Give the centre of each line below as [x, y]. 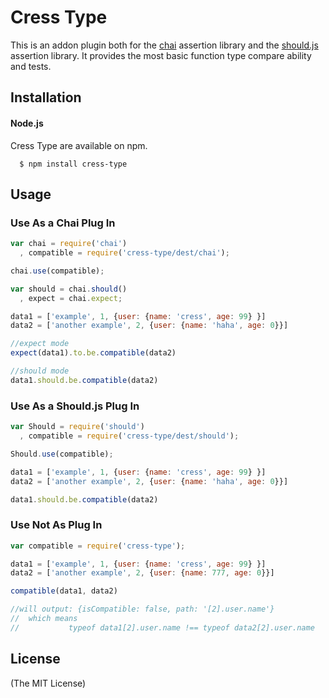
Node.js [27, 123]
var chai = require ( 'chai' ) [69, 244]
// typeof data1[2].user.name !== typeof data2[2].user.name [162, 627]
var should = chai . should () [69, 289]
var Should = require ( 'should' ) [77, 427]
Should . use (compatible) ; [62, 454]
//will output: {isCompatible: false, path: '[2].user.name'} [142, 609]
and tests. [31, 66]
